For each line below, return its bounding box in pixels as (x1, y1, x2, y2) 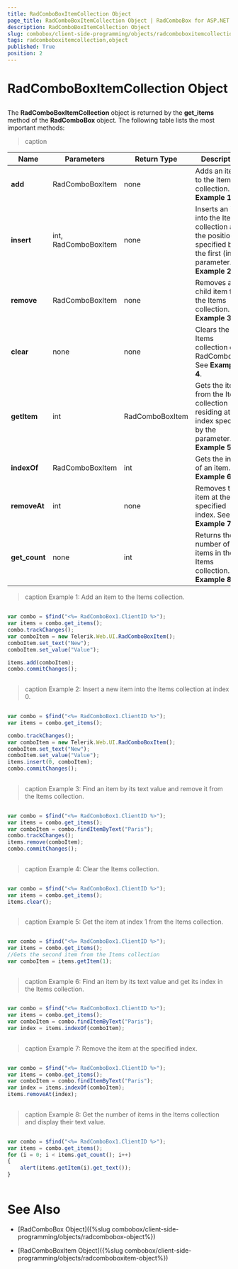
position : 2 (7, 50, 42, 57)
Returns (195, 530, 222, 540)
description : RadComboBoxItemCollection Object (7, 23, 151, 30)
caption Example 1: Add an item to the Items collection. (24, 593, 185, 601)
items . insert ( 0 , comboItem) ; (7, 759, 93, 766)
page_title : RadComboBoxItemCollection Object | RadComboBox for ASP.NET (7, 17, 230, 24)
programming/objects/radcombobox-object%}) (17, 1232, 156, 1241)
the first (195, 249, 222, 259)
